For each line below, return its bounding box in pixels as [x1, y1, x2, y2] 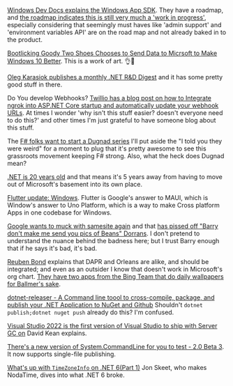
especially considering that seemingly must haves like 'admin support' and [7, 21, 222, 29]
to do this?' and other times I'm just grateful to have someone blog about [7, 116, 216, 124]
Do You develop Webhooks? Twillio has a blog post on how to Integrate [7, 94, 211, 102]
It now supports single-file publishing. [7, 350, 116, 358]
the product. [7, 36, 43, 44]
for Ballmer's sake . [7, 280, 61, 288]
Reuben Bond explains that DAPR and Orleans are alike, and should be [7, 258, 209, 265]
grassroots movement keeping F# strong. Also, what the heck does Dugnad [7, 152, 225, 160]
